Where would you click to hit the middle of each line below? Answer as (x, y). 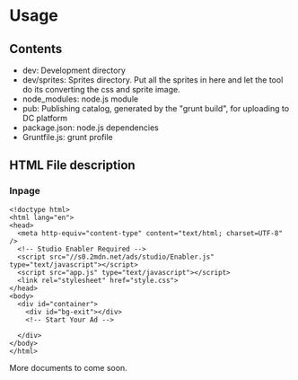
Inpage (25, 191)
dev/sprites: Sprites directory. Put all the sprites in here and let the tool (153, 80)
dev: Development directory (74, 70)
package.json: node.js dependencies (90, 128)
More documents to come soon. (68, 367)
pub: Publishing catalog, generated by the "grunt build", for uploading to (156, 108)
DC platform (45, 118)
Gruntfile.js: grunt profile (68, 137)
